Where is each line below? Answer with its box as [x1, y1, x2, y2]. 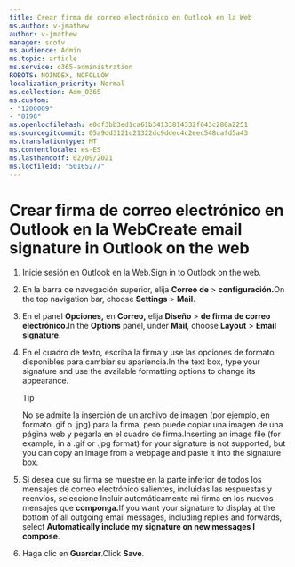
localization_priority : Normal [9, 79, 125, 88]
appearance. [21, 375, 69, 387]
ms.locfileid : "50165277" [9, 162, 105, 171]
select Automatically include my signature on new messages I [21, 522, 256, 532]
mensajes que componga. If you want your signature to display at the [21, 503, 275, 514]
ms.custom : [9, 95, 50, 105]
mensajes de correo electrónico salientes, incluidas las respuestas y [21, 483, 273, 494]
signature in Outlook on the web [9, 237, 251, 258]
